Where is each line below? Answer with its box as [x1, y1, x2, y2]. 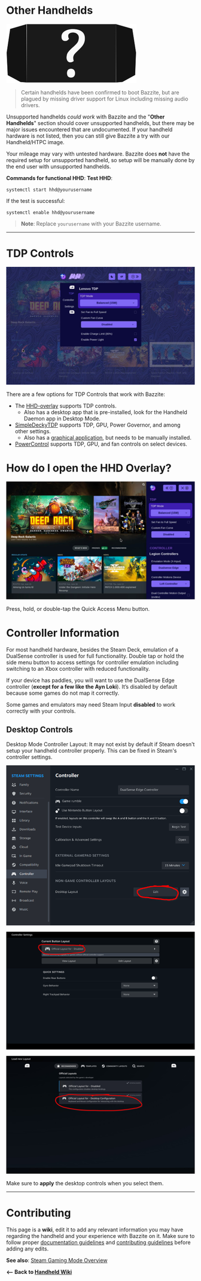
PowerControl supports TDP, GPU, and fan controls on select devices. [14, 440, 187, 448]
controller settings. [6, 753, 53, 760]
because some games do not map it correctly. [6, 689, 120, 696]
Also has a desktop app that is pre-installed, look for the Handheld [23, 408, 187, 416]
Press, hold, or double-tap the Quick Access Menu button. [6, 605, 150, 612]
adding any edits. [6, 1245, 49, 1252]
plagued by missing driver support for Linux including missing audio [20, 95, 188, 102]
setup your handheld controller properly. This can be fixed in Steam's [6, 747, 177, 754]
